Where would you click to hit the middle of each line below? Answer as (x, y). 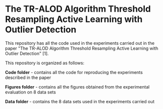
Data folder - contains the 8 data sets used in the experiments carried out (80, 101)
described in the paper (28, 77)
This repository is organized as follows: (45, 63)
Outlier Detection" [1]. (27, 53)
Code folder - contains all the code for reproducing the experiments (74, 72)
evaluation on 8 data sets (31, 92)
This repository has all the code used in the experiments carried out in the (80, 43)
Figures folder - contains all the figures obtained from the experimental (77, 87)
